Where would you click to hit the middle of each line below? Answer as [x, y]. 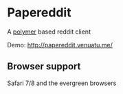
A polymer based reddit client [49, 32]
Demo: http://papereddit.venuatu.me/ [60, 45]
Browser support [44, 67]
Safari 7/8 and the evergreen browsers [62, 83]
